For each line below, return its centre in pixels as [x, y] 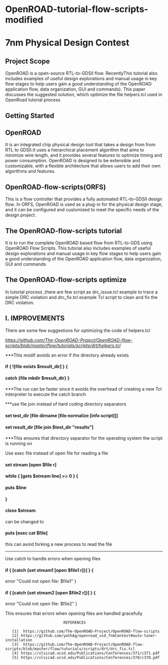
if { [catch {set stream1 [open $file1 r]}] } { [49, 570]
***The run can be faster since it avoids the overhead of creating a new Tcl [83, 389]
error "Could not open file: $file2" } [41, 604]
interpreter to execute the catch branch [46, 395]
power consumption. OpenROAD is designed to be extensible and [73, 161]
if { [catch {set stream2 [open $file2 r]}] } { [50, 592]
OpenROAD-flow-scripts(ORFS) [55, 187]
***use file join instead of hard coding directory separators [66, 404]
